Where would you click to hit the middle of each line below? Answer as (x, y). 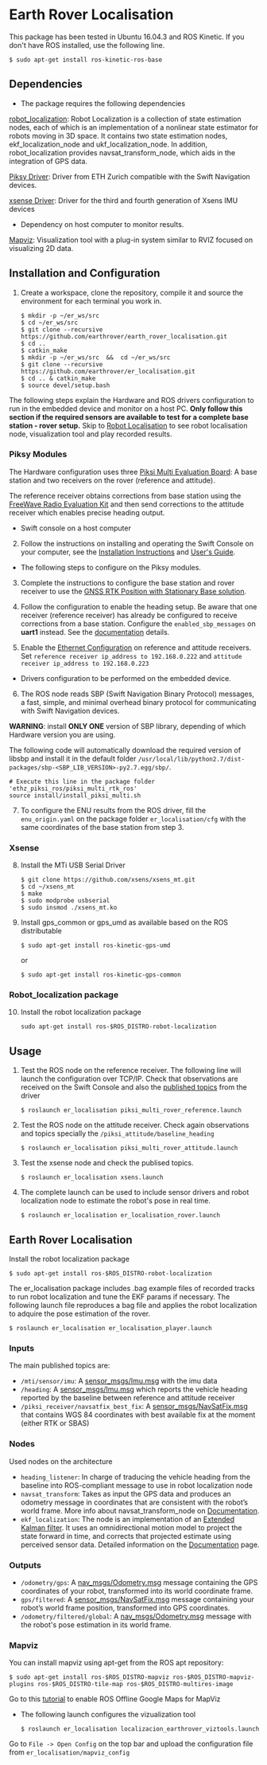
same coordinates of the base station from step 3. (102, 827)
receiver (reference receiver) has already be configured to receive (129, 615)
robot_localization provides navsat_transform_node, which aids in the (122, 152)
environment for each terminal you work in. (91, 301)
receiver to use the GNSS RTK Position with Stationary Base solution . (133, 591)
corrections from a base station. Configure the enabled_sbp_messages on (138, 624)
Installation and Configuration (85, 274)
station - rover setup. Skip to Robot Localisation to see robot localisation (128, 425)
